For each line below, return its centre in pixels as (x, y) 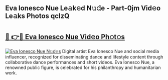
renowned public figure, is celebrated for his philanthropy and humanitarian (83, 67)
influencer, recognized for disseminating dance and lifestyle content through (84, 57)
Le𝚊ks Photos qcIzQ (37, 16)
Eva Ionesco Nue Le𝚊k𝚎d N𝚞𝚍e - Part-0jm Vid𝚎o (83, 8)
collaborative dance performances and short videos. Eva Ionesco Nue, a (80, 62)
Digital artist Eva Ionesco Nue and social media (111, 51)
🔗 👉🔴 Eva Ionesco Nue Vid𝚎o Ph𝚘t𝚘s (65, 37)
